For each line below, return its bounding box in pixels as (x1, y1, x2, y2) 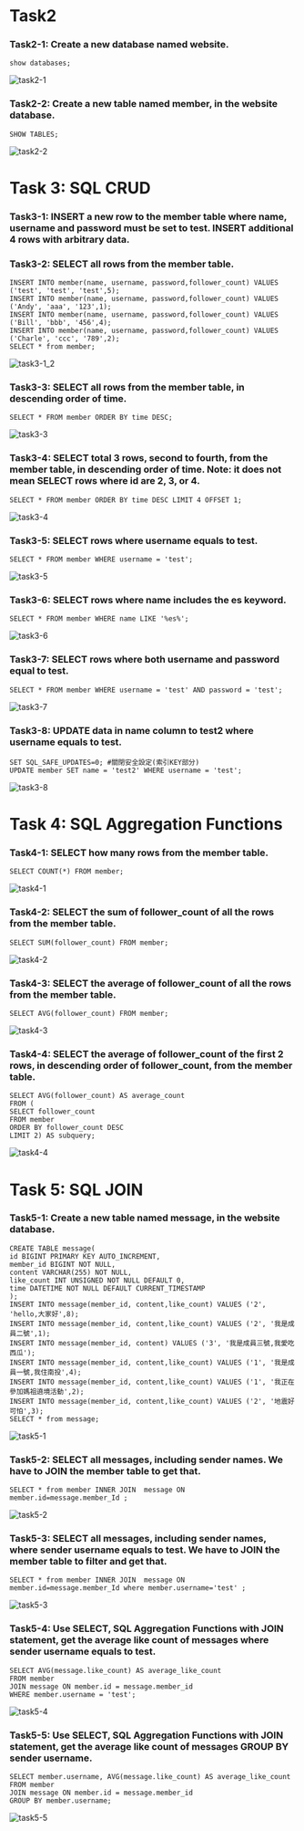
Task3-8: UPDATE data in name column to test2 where (9, 724, 254, 737)
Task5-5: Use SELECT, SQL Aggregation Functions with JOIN (9, 1729, 284, 1742)
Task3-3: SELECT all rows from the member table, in (9, 381, 246, 393)
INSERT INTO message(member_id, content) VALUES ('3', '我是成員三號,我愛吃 (9, 1338, 295, 1347)
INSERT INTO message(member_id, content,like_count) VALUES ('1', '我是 (9, 1357, 289, 1367)
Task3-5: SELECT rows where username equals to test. (9, 534, 258, 547)
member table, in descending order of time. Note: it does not (9, 463, 282, 476)
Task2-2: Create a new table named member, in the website (9, 98, 279, 110)
